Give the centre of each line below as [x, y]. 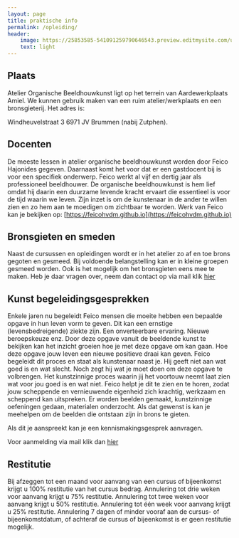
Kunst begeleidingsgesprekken [78, 299]
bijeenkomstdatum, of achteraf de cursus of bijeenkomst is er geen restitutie [119, 519]
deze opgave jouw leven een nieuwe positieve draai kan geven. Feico [109, 354]
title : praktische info [43, 21]
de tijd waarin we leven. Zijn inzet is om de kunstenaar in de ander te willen [117, 199]
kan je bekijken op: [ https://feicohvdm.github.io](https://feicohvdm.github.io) [119, 214]
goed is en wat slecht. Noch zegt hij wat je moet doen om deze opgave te [115, 369]
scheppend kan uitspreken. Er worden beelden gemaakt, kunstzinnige [110, 399]
